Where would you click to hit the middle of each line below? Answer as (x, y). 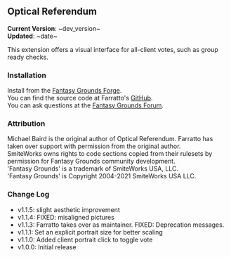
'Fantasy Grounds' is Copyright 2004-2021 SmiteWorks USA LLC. (102, 176)
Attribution (26, 124)
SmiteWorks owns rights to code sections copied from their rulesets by (110, 154)
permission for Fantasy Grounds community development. (91, 162)
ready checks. (28, 57)
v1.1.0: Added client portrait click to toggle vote (85, 239)
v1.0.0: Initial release (47, 247)
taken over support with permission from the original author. (94, 146)
